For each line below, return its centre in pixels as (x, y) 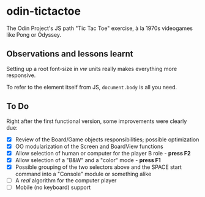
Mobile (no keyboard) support (53, 187)
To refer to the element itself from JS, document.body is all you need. (92, 87)
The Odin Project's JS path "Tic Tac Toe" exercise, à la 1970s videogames (99, 28)
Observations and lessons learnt (70, 54)
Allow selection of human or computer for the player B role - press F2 (103, 153)
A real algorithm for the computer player (66, 180)
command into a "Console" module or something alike (83, 174)
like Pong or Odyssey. (34, 34)
